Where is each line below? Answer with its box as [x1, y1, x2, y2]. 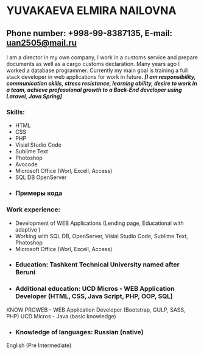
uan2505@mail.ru [6, 37, 77, 48]
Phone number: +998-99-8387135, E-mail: [6, 28, 172, 38]
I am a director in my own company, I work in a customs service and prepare [6, 54, 199, 61]
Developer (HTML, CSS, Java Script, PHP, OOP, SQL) [15, 292, 174, 301]
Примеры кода [15, 189, 63, 197]
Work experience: [6, 205, 61, 214]
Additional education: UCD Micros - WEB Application [15, 285, 175, 293]
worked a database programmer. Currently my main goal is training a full [6, 67, 188, 74]
